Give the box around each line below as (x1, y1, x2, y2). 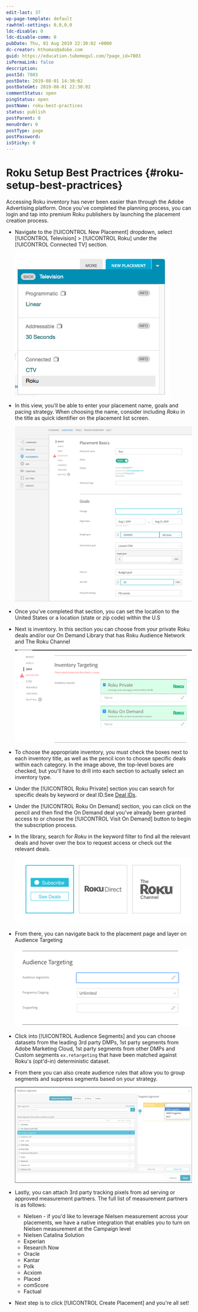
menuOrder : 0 (6, 121, 38, 127)
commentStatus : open (6, 90, 57, 97)
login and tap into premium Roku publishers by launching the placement (6, 210, 181, 217)
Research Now (23, 1244, 60, 1251)
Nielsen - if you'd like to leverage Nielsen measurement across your (23, 1213, 189, 1220)
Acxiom (23, 1269, 42, 1276)
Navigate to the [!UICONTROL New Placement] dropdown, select (14, 228, 173, 235)
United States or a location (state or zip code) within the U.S (14, 614, 161, 621)
